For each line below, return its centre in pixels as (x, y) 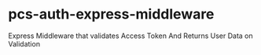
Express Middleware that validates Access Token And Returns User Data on (130, 36)
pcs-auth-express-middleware (111, 14)
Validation (24, 43)
